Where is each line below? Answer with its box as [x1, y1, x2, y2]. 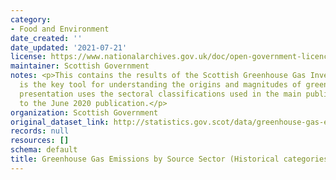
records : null [10, 126, 70, 136]
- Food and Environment [10, 24, 110, 34]
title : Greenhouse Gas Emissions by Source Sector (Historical [10, 154, 280, 164]
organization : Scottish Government [10, 107, 159, 118]
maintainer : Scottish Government [10, 61, 150, 71]
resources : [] [10, 136, 70, 146]
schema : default [10, 145, 78, 155]
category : [10, 14, 52, 25]
